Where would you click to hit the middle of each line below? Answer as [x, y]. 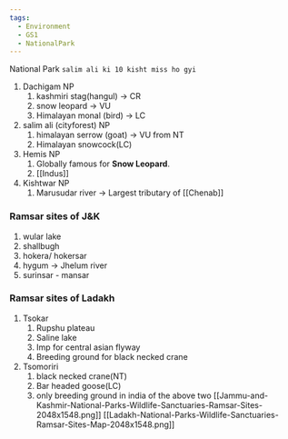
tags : [20, 18]
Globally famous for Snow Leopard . [103, 164]
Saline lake [56, 337]
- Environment [44, 26]
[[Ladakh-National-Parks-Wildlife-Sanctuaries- [191, 414]
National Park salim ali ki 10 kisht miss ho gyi [103, 69]
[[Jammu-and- [241, 395]
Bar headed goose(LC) [79, 385]
